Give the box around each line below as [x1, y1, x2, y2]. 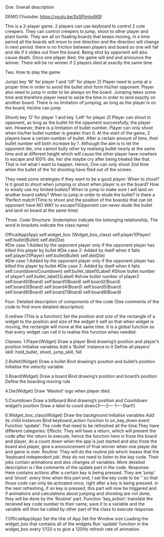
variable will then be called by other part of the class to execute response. [5, 506, 155, 512]
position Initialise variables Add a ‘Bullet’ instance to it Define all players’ [5, 344, 151, 349]
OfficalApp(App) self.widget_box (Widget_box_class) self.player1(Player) [5, 232, 151, 237]
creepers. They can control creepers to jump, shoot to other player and [5, 28, 148, 34]
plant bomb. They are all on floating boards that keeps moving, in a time [5, 34, 150, 39]
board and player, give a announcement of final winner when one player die [5, 444, 158, 449]
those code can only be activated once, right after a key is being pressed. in [5, 480, 158, 486]
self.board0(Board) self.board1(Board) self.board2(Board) [5, 279, 121, 284]
